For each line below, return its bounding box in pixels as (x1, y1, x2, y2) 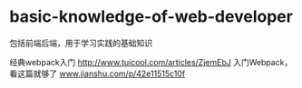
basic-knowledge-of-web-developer (9, 6, 293, 27)
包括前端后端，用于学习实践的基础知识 (9, 37, 152, 48)
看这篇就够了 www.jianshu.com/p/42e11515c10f (9, 68, 186, 79)
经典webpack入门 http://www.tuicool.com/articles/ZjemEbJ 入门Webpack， (9, 56, 293, 67)
